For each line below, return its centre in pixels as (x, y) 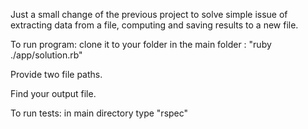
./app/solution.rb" (46, 55)
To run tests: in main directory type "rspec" (99, 113)
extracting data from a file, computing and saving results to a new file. (154, 25)
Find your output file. (53, 93)
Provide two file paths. (56, 74)
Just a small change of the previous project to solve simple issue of (149, 14)
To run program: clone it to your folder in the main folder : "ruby (141, 44)
